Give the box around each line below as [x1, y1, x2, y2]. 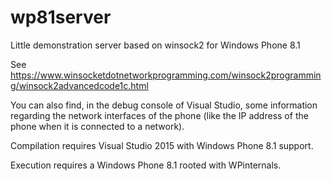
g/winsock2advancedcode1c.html [10, 79, 149, 91]
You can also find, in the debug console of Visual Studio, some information [10, 99, 318, 111]
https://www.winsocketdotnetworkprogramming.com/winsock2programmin [10, 69, 322, 81]
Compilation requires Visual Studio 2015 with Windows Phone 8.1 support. [10, 139, 314, 151]
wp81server [10, 6, 112, 29]
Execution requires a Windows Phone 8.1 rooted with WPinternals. [10, 159, 282, 171]
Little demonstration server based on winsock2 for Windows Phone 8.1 [10, 39, 301, 51]
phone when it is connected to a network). [10, 120, 185, 132]
